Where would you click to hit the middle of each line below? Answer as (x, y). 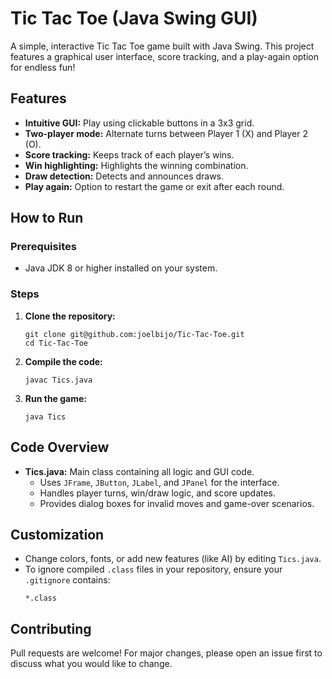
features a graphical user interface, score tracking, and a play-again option (165, 56)
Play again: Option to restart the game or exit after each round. (154, 186)
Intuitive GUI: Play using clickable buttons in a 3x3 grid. (139, 123)
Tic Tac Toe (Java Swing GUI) (134, 18)
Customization (57, 534)
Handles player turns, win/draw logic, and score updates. (158, 493)
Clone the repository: (70, 316)
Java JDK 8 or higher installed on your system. (121, 268)
